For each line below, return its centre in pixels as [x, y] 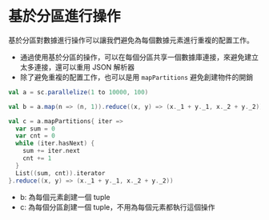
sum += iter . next [52, 151]
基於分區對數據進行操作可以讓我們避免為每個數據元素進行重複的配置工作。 [131, 40]
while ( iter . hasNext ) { [55, 144]
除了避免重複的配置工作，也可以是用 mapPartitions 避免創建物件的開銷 [137, 77]
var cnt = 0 [36, 136]
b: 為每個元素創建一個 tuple [65, 197]
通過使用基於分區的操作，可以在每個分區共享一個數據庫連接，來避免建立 [139, 57]
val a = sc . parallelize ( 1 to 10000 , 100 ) [78, 92]
